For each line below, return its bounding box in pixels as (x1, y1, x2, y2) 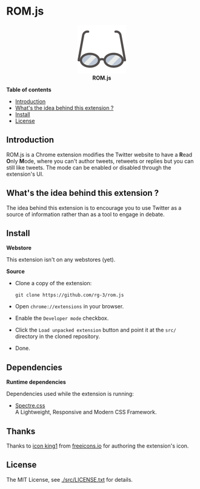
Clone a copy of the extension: (15, 280, 92, 287)
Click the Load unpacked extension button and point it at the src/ (15, 327, 177, 334)
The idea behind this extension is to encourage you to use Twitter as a (6, 204, 182, 211)
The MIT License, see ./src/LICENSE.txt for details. (6, 476, 133, 483)
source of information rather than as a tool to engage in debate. (6, 210, 165, 218)
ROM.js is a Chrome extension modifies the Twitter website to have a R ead (6, 151, 193, 158)
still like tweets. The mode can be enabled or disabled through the (6, 164, 172, 171)
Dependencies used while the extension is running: (6, 390, 135, 398)
